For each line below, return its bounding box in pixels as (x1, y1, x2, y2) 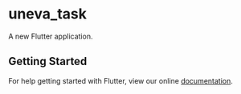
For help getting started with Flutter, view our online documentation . (8, 76, 233, 85)
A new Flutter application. (8, 31, 93, 41)
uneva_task (8, 5, 87, 23)
